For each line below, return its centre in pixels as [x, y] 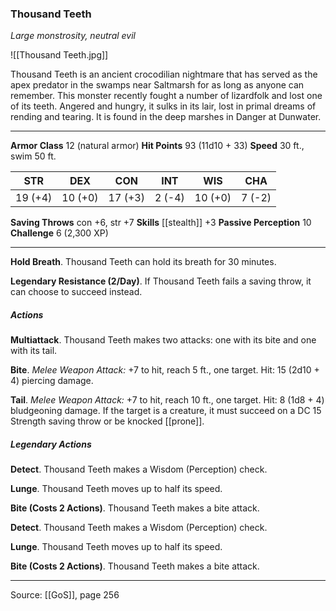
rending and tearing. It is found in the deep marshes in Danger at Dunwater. [166, 117]
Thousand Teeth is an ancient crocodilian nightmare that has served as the [164, 74]
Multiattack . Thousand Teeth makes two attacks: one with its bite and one [163, 340]
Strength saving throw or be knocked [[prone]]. [107, 421]
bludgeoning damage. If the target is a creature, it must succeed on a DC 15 [166, 411]
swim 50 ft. [33, 156]
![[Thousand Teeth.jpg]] [59, 55]
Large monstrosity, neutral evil [73, 36]
